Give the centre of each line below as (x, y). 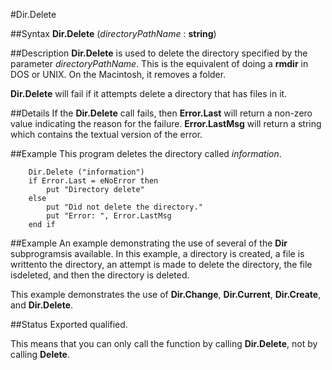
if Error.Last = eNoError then (93, 181)
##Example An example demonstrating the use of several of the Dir (149, 243)
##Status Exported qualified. (69, 324)
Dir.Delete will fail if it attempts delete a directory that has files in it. (149, 93)
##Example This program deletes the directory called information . (146, 153)
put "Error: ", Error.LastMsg (109, 216)
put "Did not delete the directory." (124, 207)
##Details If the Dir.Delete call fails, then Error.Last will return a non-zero (161, 113)
